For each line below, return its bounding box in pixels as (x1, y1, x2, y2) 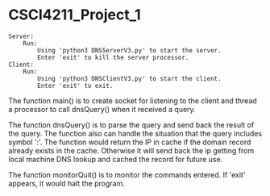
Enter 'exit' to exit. (37, 81, 114, 90)
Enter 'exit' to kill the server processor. (37, 53, 189, 61)
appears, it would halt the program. (8, 178, 125, 188)
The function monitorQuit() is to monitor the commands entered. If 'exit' (8, 169, 246, 179)
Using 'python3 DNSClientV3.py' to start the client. (37, 74, 222, 82)
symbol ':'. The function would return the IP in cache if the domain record (8, 137, 251, 147)
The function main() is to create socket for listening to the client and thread (8, 95, 258, 106)
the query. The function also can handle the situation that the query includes (8, 128, 263, 138)
